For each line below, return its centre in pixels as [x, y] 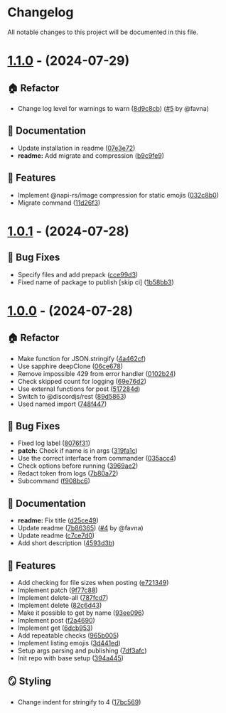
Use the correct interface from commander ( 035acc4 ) [97, 459]
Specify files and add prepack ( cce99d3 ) [78, 274]
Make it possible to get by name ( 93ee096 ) [81, 613]
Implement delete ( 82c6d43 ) [60, 605]
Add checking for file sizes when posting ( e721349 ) [93, 583]
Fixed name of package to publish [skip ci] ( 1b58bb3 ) [96, 282]
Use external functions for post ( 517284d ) [79, 389]
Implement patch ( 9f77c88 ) [58, 590]
